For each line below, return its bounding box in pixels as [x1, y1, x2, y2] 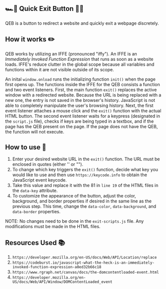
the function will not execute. [5, 129, 64, 135]
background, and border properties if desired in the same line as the [12, 198, 152, 204]
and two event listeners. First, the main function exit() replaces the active [5, 87, 157, 93]
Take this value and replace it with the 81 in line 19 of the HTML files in [12, 183, 159, 189]
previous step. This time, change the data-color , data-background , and [12, 203, 157, 209]
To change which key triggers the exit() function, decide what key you [12, 167, 159, 173]
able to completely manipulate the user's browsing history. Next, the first [5, 102, 154, 108]
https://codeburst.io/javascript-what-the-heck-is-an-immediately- [12, 260, 155, 265]
